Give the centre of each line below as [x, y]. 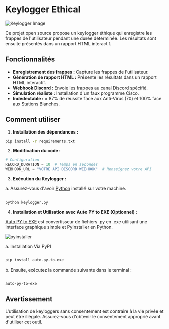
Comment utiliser [33, 120]
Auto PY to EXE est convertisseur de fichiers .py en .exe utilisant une [76, 221]
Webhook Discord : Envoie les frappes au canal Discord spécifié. [80, 88]
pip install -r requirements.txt [40, 141]
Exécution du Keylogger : [39, 179]
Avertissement [29, 299]
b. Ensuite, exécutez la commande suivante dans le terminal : [68, 270]
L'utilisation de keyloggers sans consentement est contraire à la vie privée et [84, 311]
